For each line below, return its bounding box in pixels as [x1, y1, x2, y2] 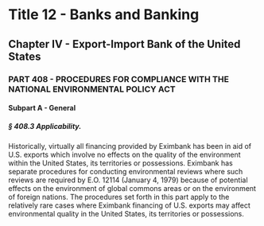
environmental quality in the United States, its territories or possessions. [8, 209, 245, 219]
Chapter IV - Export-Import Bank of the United [8, 37, 241, 51]
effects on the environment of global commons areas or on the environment [8, 184, 257, 193]
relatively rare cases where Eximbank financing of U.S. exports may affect [8, 201, 250, 210]
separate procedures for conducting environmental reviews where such [8, 167, 243, 177]
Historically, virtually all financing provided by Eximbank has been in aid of [8, 142, 252, 151]
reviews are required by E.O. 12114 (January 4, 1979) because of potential [8, 175, 248, 185]
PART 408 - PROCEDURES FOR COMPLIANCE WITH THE [8, 73, 229, 84]
